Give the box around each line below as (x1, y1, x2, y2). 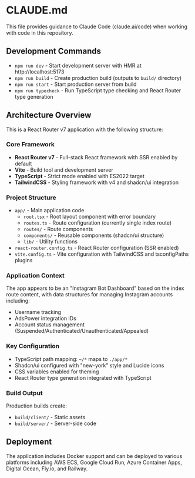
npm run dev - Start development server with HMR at (14, 62, 142, 69)
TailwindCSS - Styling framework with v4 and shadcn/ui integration (14, 179, 179, 186)
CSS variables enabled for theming (14, 368, 99, 375)
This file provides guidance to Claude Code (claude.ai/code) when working (6, 23, 188, 30)
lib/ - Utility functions (23, 238, 78, 245)
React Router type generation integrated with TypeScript (14, 374, 152, 381)
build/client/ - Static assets (14, 414, 86, 421)
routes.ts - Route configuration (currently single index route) (23, 219, 172, 226)
